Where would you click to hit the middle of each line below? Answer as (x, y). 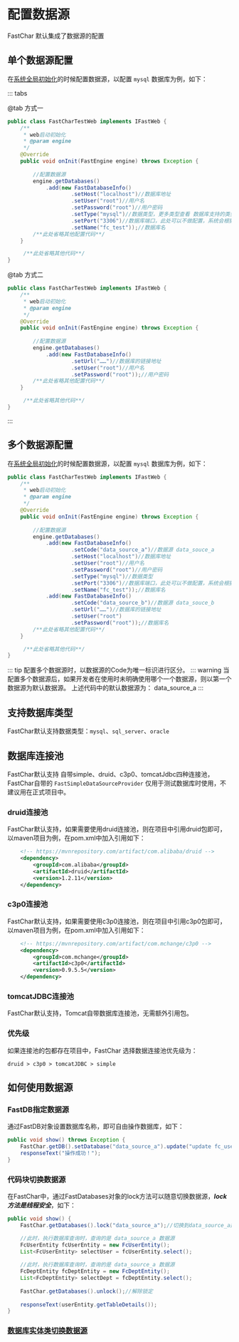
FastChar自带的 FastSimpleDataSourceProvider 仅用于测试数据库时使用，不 (117, 783)
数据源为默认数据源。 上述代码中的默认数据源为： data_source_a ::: (106, 688)
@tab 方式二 (26, 275)
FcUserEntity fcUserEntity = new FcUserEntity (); (95, 1245)
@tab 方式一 (26, 108)
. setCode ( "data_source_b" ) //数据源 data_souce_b (143, 603)
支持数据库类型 (40, 713)
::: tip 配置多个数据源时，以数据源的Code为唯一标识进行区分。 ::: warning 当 (118, 670)
